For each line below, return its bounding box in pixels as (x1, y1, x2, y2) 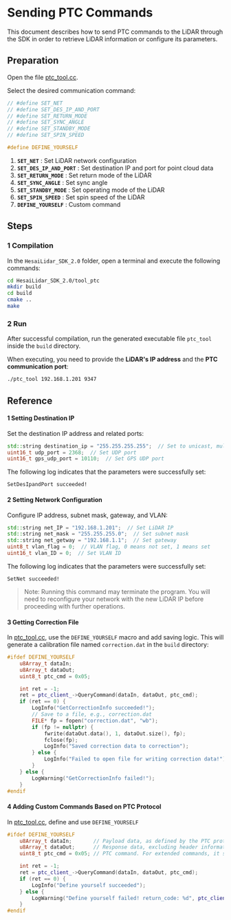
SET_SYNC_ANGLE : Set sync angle (16, 178, 108, 186)
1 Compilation (7, 241, 54, 250)
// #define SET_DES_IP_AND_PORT (7, 106, 100, 113)
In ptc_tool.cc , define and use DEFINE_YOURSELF (7, 818, 139, 826)
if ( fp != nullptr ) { (32, 723, 94, 730)
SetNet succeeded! (7, 576, 60, 582)
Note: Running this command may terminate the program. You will (23, 587, 211, 595)
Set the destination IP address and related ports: (7, 429, 144, 437)
